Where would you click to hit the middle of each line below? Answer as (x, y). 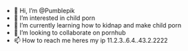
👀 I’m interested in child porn (54, 18)
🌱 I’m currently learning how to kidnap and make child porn (97, 25)
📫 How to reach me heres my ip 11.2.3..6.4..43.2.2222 (91, 40)
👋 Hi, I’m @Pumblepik (44, 11)
